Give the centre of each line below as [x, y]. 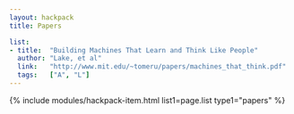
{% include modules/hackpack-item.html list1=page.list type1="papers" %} [147, 100]
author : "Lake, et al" [60, 59]
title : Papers [36, 26]
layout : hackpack [42, 17]
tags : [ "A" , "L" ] [54, 75]
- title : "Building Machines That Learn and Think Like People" [134, 50]
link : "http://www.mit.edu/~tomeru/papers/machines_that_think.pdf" [152, 67]
